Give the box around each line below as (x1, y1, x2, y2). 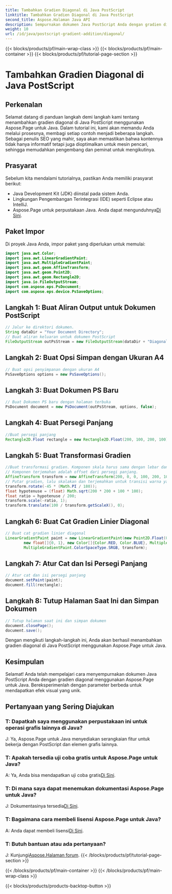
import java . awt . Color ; (5, 251, 56, 256)
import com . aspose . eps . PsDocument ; (5, 284, 81, 289)
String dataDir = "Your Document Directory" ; (5, 330, 104, 335)
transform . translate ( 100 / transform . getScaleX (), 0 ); (5, 503, 125, 508)
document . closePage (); (5, 623, 54, 628)
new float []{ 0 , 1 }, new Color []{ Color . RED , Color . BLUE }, (24, 540, 148, 545)
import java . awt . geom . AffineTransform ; (5, 265, 91, 270)
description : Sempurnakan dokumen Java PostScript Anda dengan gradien (5, 22, 161, 27)
